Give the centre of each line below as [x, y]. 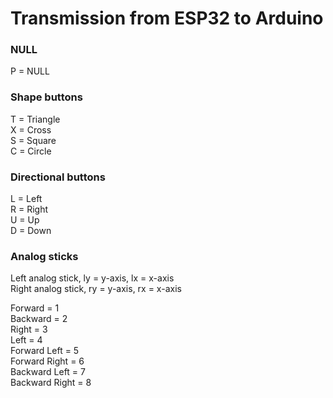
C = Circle [31, 151]
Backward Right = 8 [51, 383]
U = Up [25, 220]
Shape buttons [46, 97]
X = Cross [31, 129]
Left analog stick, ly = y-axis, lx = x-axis [92, 278]
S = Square [33, 140]
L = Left [26, 199]
